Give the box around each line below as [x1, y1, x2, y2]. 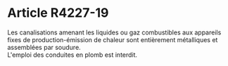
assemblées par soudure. [7, 43, 81, 51]
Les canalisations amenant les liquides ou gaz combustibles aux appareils [7, 28, 222, 37]
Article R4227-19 [7, 5, 109, 21]
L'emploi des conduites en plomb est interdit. [7, 51, 138, 59]
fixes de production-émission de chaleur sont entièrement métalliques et [7, 35, 218, 44]
